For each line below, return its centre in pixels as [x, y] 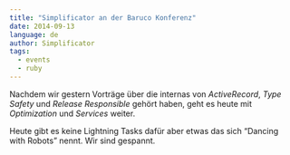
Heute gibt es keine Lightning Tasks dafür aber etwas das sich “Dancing [144, 131]
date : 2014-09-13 [42, 26]
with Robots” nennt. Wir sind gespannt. [82, 140]
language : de [34, 34]
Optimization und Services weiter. [72, 113]
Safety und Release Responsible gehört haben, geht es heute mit [130, 103]
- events [34, 60]
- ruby [30, 69]
